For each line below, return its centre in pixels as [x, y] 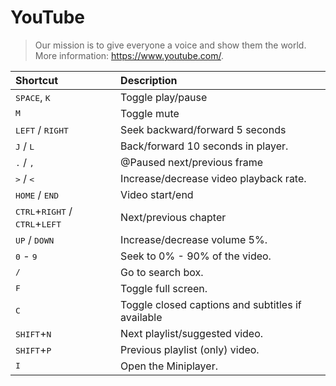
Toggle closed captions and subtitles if [211, 304]
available [141, 317]
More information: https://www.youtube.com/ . [129, 55]
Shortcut [37, 80]
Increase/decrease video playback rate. [213, 178]
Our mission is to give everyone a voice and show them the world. [170, 45]
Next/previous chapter [173, 217]
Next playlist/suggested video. [192, 333]
